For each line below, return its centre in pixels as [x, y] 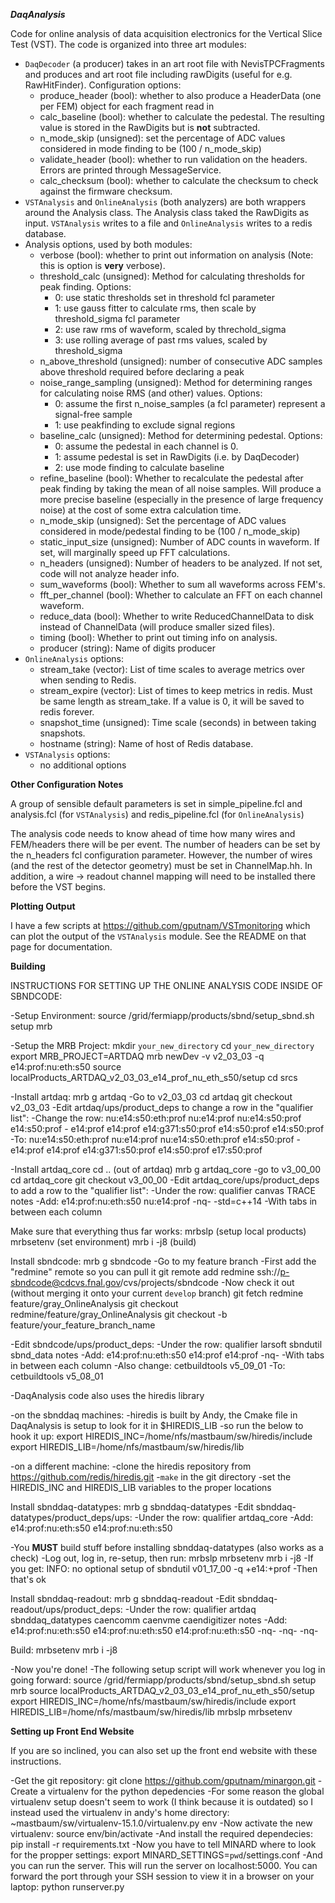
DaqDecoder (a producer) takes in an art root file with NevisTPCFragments [174, 63]
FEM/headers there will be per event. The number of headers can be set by [165, 844]
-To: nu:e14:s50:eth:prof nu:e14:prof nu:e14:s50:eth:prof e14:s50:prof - [156, 1139]
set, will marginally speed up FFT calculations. [135, 552]
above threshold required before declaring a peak [142, 372]
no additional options [83, 765]
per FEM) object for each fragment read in [127, 106]
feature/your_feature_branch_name [83, 1325]
